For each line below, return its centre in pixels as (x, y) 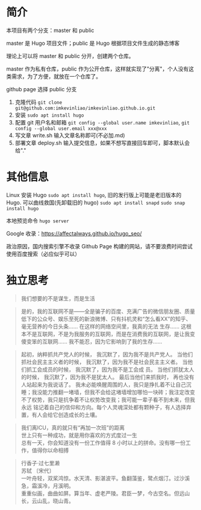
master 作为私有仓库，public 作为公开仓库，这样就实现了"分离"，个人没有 (97, 69)
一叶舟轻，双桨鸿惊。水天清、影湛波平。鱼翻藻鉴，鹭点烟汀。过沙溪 (105, 478)
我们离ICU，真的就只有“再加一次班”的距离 (73, 427)
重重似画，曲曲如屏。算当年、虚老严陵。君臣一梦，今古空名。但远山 (105, 493)
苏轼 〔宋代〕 (38, 470)
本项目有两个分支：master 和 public (50, 30)
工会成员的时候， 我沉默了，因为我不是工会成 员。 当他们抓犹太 (110, 369)
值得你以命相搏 (50, 450)
